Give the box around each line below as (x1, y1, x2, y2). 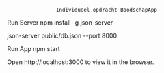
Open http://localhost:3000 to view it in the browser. (7, 58, 154, 66)
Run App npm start (7, 45, 60, 53)
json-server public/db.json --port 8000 (7, 31, 118, 40)
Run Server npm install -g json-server (7, 18, 113, 27)
